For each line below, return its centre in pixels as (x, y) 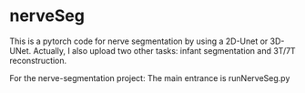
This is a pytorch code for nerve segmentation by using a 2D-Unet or (139, 41)
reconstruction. (38, 60)
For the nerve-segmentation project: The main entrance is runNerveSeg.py (150, 77)
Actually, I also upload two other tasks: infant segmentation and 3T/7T (164, 50)
